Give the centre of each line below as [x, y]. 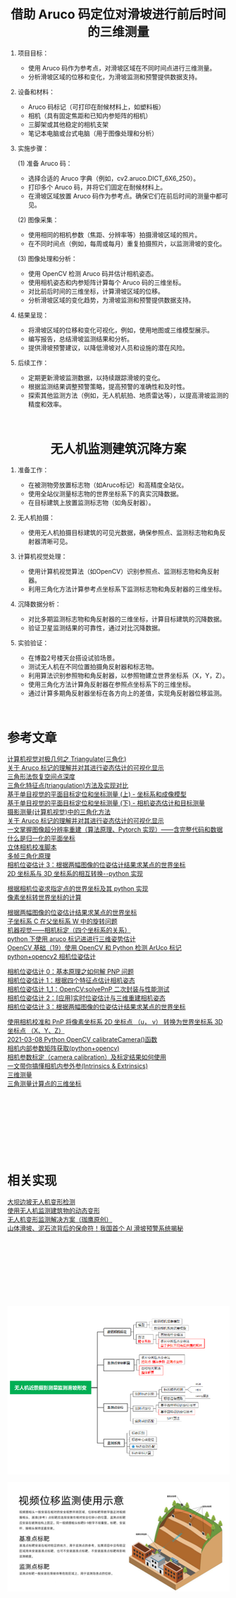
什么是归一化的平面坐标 [41, 838]
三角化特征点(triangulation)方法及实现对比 [68, 785]
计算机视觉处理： [42, 556]
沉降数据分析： [39, 603]
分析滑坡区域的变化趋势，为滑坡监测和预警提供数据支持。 [111, 300]
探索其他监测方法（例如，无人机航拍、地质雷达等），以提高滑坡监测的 [128, 395]
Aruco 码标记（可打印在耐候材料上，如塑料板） [97, 107]
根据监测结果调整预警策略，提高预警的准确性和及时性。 [108, 386]
